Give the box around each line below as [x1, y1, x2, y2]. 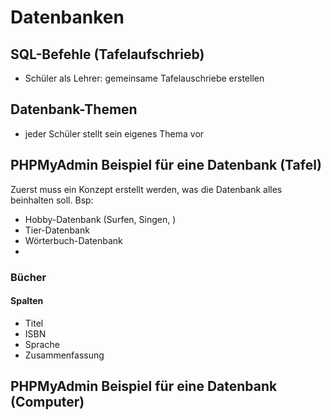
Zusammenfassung [24, 349, 105, 361]
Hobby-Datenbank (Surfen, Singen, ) [24, 213, 177, 225]
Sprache [24, 338, 60, 350]
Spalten [10, 295, 44, 307]
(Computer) [10, 394, 85, 411]
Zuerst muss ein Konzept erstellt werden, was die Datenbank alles [10, 183, 283, 195]
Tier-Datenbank [24, 224, 90, 236]
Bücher [10, 270, 47, 284]
